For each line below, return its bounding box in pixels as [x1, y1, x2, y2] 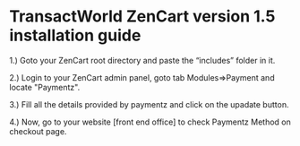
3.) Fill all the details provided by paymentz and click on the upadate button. [9, 99, 289, 109]
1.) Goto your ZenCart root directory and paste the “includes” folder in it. [9, 55, 276, 65]
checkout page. [9, 125, 67, 136]
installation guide [9, 25, 141, 46]
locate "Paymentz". [9, 82, 81, 92]
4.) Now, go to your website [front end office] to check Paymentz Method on [9, 116, 291, 127]
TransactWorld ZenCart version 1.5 [9, 6, 276, 27]
